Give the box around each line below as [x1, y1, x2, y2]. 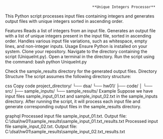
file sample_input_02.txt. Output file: [5, 123, 77, 129]
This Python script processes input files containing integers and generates [5, 13, 155, 19]
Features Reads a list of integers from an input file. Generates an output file [5, 28, 156, 34]
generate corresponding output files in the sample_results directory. [5, 104, 142, 109]
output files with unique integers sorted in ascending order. [5, 19, 124, 24]
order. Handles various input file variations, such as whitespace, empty [5, 38, 147, 44]
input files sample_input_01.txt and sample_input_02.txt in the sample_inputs [5, 93, 158, 99]
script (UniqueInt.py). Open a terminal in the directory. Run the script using [5, 54, 155, 60]
